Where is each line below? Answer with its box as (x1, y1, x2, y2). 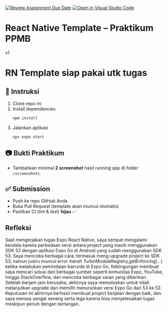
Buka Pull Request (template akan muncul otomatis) (12, 203, 119, 210)
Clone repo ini (12, 100, 42, 107)
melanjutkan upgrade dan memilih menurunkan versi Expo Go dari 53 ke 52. (5, 285, 162, 291)
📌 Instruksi (5, 87, 40, 95)
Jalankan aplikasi (12, 125, 49, 131)
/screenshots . (12, 170, 41, 176)
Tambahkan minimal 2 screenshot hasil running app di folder (12, 165, 139, 171)
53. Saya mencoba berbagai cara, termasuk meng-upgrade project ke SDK (5, 253, 160, 259)
